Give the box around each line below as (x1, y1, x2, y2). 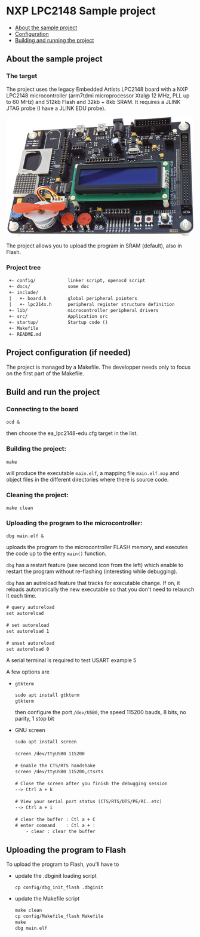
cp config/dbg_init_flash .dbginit (14, 884, 104, 891)
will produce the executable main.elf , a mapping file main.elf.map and (6, 469, 179, 476)
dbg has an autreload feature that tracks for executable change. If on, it (6, 580, 180, 587)
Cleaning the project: (6, 491, 69, 499)
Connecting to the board (6, 405, 79, 414)
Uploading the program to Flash (6, 844, 127, 855)
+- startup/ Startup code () (8, 319, 109, 325)
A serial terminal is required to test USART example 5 (6, 657, 137, 664)
